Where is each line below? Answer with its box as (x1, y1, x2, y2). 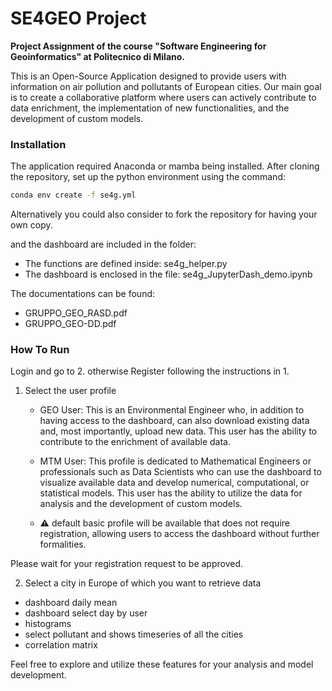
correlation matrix (24, 639, 98, 651)
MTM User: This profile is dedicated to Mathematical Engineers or (39, 455, 312, 467)
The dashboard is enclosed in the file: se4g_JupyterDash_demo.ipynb (24, 268, 313, 281)
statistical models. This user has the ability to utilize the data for (39, 487, 303, 499)
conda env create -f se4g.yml (10, 190, 137, 201)
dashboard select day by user (24, 607, 148, 619)
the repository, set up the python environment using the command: (10, 171, 286, 183)
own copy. (10, 219, 53, 231)
